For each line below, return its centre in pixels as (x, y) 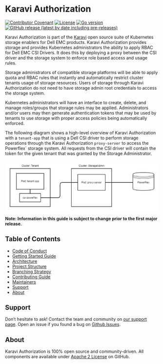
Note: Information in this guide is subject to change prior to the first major (81, 218)
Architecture (25, 261)
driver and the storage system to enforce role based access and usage (76, 57)
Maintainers (24, 282)
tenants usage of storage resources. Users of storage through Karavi (74, 83)
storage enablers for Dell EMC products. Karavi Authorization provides (76, 42)
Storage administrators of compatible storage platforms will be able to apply (81, 72)
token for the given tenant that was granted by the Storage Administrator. (79, 153)
